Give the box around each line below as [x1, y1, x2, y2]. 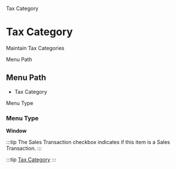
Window [6, 128, 27, 135]
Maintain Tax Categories [6, 44, 65, 51]
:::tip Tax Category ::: [6, 156, 57, 163]
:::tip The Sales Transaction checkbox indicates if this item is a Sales [6, 139, 170, 146]
